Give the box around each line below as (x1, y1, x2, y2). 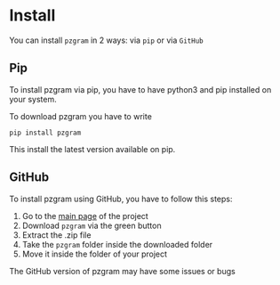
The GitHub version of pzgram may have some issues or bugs (9, 265, 236, 276)
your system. (9, 94, 58, 104)
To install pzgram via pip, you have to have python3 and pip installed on (9, 84, 272, 94)
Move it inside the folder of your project (21, 248, 167, 259)
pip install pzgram (9, 128, 82, 137)
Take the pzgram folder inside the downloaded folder (21, 239, 213, 249)
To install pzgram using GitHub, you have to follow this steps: (9, 193, 233, 204)
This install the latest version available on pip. (9, 143, 176, 154)
